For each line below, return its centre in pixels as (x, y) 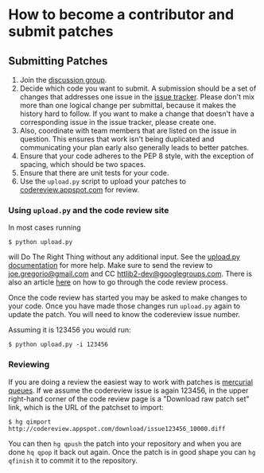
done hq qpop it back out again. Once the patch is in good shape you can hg (132, 452)
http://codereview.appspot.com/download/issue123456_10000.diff (117, 428)
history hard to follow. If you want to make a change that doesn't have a (137, 114)
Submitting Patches (58, 61)
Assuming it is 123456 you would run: (70, 330)
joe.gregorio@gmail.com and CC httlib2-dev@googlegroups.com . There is (130, 274)
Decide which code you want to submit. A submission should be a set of (138, 88)
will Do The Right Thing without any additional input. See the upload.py (124, 257)
